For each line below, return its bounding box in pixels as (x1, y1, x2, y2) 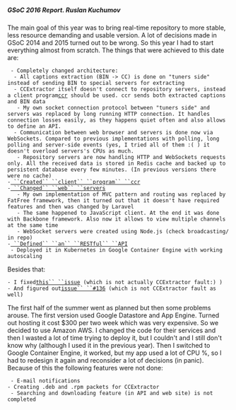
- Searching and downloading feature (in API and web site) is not (10, 389, 213, 397)
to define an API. (7, 122, 61, 130)
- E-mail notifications (10, 377, 81, 385)
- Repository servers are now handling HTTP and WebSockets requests (16, 153, 226, 160)
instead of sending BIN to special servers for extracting (7, 79, 185, 86)
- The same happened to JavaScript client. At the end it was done (16, 209, 220, 216)
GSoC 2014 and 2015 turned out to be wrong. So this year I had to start (7, 38, 214, 47)
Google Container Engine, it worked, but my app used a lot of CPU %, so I (7, 348, 222, 357)
